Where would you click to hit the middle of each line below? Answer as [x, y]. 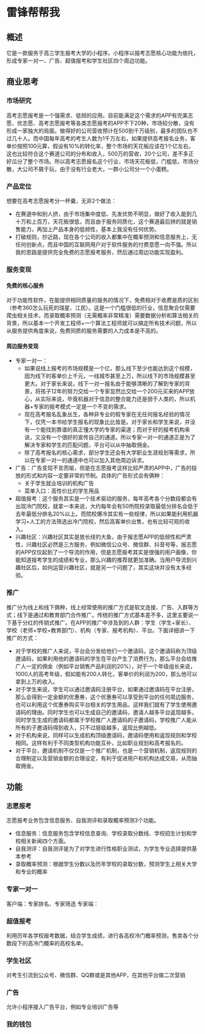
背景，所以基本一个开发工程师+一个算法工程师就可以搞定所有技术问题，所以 [102, 323]
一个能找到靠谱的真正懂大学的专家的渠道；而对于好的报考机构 [107, 430]
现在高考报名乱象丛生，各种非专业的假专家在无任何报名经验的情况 [107, 414]
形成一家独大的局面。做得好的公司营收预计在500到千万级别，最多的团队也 [99, 131]
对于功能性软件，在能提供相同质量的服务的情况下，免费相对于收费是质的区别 [103, 300]
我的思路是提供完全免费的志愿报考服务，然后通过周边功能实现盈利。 [101, 252]
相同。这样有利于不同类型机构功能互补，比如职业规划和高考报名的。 [101, 743]
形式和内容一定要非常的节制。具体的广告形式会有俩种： [95, 476]
